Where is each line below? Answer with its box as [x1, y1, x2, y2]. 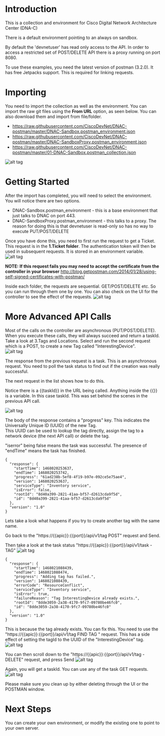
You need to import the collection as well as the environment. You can [5, 103, 147, 109]
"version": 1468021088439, [14, 579, 69, 583]
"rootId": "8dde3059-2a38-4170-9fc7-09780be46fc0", [14, 600, 122, 605]
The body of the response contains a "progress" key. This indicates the [5, 417, 150, 423]
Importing [5, 87, 47, 98]
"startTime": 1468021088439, [14, 565, 74, 571]
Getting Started [5, 176, 70, 188]
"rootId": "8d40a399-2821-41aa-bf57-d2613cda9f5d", [14, 492, 122, 497]
